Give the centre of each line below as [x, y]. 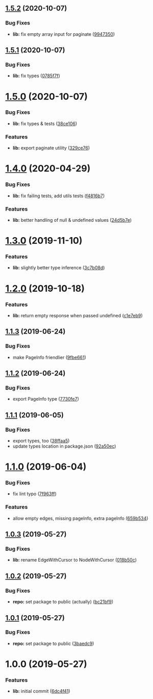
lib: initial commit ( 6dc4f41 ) [41, 691]
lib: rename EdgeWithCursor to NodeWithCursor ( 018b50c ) [74, 560]
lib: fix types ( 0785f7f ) [36, 76]
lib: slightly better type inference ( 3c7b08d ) [59, 268]
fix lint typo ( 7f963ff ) [35, 494]
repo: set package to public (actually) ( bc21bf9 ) [63, 602]
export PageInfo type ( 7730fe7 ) [46, 399]
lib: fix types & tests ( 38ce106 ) [45, 123]
